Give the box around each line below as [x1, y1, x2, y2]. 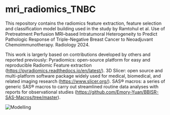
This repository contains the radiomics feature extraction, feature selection [5, 20, 162, 26]
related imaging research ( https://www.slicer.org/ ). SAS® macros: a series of [5, 78, 165, 84]
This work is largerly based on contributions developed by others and [5, 51, 151, 57]
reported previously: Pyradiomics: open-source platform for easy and [5, 56, 151, 63]
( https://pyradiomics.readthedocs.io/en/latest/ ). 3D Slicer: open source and [5, 67, 163, 74]
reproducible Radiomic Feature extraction [5, 62, 92, 68]
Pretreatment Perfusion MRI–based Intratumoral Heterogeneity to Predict [5, 31, 158, 37]
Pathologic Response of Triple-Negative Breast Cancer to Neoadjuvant [5, 36, 153, 42]
